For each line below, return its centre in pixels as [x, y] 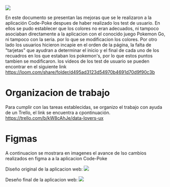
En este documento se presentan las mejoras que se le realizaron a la [79, 17]
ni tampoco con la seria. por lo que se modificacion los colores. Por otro [81, 39]
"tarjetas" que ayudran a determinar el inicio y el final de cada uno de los [82, 50]
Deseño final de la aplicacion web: [41, 179]
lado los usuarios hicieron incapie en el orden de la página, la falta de [78, 45]
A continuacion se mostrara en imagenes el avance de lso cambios [76, 153]
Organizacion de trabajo [58, 93]
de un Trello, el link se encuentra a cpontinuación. [58, 113]
